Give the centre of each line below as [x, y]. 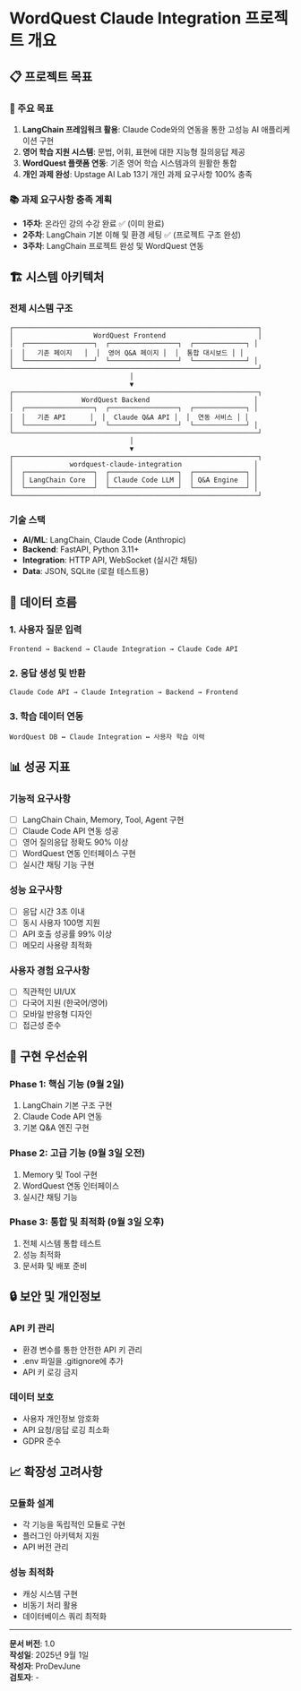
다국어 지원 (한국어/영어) [65, 1003]
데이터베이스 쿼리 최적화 [64, 1616]
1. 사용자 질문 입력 [46, 630]
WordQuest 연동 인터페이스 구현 [79, 854]
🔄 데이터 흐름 [43, 602]
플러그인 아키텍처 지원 [61, 1536]
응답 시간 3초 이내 [53, 911]
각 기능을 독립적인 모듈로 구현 [73, 1524]
